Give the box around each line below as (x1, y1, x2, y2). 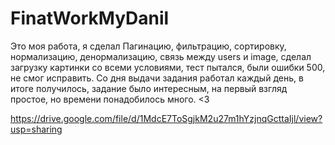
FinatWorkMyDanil (10, 7, 170, 30)
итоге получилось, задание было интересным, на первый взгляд (10, 82, 288, 94)
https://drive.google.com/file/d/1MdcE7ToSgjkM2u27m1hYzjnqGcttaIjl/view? (10, 112, 323, 124)
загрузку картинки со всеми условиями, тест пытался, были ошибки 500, (10, 61, 326, 73)
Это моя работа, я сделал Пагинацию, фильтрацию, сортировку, (10, 40, 287, 52)
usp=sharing (10, 123, 63, 135)
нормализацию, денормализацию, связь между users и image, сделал (10, 50, 312, 62)
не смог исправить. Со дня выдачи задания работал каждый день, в (10, 72, 304, 84)
